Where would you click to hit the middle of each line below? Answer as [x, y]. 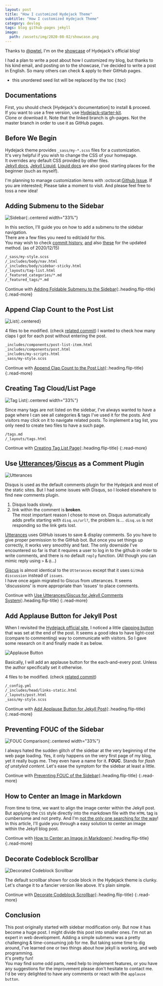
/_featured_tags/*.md [27, 280]
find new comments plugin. [32, 495]
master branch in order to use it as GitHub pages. [54, 123]
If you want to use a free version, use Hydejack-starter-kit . [64, 112]
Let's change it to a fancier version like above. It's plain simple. [68, 885]
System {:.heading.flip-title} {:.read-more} [46, 601]
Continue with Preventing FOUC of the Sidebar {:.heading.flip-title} [71, 776]
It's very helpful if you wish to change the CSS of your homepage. [71, 155]
